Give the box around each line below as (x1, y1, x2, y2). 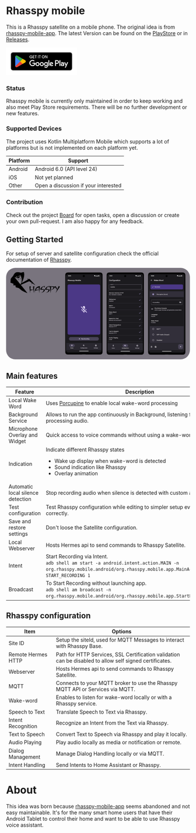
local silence (8, 489, 39, 496)
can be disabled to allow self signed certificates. (55, 657, 172, 664)
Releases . (6, 36, 30, 43)
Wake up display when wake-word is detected (54, 457, 166, 464)
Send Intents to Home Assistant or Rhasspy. (55, 761, 162, 768)
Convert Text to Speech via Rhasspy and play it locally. (55, 731, 188, 738)
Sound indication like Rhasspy (54, 464, 127, 471)
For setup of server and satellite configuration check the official (6, 250, 159, 257)
